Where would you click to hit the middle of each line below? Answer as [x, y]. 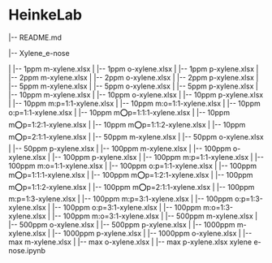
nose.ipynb [27, 250]
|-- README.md [35, 37]
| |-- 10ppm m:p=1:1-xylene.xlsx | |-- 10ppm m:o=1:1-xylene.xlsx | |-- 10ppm [135, 103]
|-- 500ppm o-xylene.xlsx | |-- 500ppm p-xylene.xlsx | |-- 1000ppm [122, 224]
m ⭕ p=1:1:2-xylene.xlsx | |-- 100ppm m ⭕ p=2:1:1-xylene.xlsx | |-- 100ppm [132, 187]
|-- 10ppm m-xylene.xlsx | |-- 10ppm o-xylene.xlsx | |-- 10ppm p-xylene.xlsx [136, 94]
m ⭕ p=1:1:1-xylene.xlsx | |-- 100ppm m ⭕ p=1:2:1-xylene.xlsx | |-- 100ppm [131, 175]
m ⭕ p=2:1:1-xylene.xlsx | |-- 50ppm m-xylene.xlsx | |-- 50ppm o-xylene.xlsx [136, 136]
